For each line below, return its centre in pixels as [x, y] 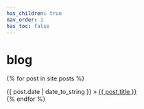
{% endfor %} [26, 99]
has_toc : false [28, 26]
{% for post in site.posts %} [46, 78]
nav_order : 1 [25, 20]
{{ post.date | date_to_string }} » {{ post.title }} [72, 92]
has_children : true [34, 13]
